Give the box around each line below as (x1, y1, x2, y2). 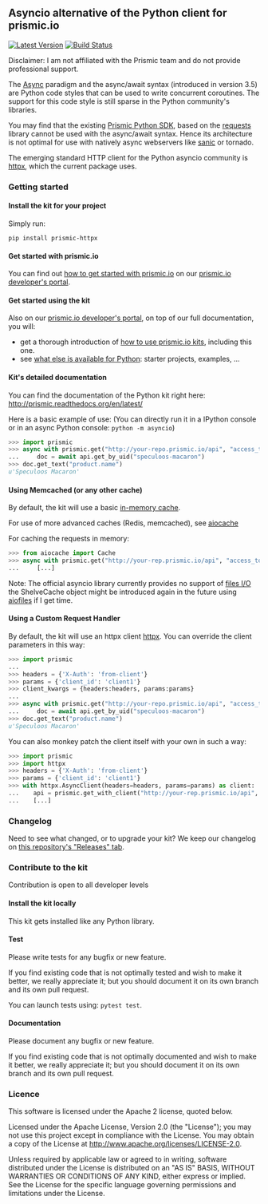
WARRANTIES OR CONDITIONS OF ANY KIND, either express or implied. (8, 1171, 246, 1181)
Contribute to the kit (8, 862, 88, 873)
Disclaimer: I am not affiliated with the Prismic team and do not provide (8, 55, 241, 65)
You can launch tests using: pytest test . (8, 1000, 142, 1009)
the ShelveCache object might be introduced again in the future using (8, 587, 237, 596)
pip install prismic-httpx (8, 234, 98, 242)
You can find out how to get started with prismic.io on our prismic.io (8, 269, 231, 279)
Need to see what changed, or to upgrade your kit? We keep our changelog (8, 834, 257, 843)
